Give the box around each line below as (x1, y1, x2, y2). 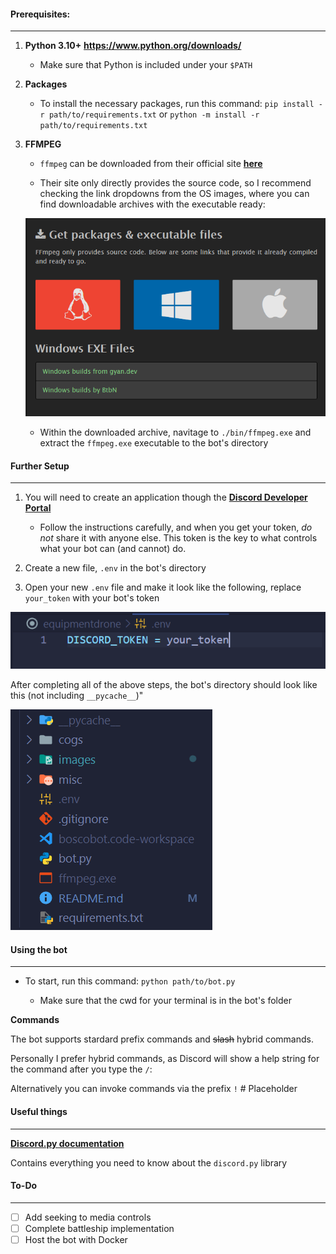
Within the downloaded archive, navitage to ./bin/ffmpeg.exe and (39, 426, 312, 439)
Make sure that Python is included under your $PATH (39, 59, 253, 71)
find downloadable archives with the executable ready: (39, 198, 266, 210)
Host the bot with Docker (24, 1233, 128, 1245)
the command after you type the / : (10, 1063, 153, 1075)
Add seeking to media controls (24, 1211, 152, 1223)
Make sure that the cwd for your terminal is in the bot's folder (39, 995, 292, 1007)
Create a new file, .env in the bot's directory (24, 562, 207, 574)
